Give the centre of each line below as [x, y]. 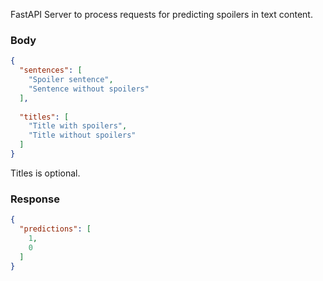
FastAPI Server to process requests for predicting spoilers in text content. [161, 14]
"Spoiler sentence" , [71, 80]
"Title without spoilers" [82, 135]
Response [35, 199]
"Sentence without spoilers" [89, 89]
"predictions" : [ [55, 229]
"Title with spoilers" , [78, 126]
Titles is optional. [45, 173]
